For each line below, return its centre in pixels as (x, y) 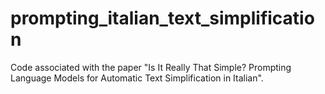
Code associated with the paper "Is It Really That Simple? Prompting (151, 67)
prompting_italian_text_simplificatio (162, 18)
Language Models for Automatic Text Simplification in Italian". (137, 78)
